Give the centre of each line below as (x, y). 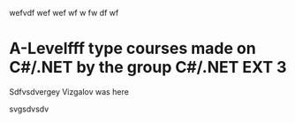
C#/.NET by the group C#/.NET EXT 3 (148, 68)
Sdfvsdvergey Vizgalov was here (69, 91)
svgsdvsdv (29, 109)
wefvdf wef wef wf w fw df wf (64, 13)
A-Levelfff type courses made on (132, 49)
